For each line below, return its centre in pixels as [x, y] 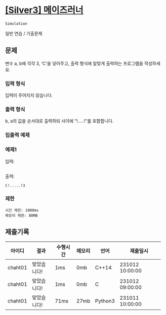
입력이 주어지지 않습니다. [29, 95]
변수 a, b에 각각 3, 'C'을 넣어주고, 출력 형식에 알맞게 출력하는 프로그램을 [74, 63]
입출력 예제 [18, 135]
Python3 [105, 301]
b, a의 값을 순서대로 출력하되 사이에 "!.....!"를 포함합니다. [59, 121]
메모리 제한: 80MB [21, 216]
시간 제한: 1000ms [22, 210]
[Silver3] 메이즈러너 [44, 10]
